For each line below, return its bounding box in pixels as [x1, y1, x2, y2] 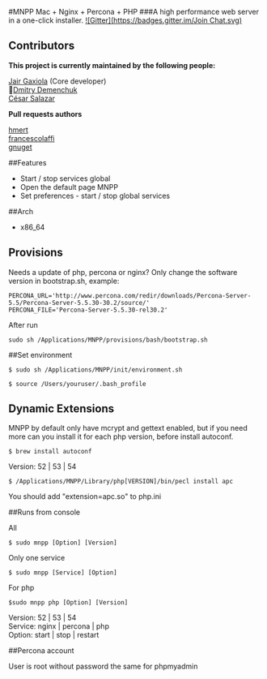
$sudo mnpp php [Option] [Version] [8, 599, 129, 607]
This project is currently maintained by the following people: [8, 60, 216, 70]
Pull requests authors [8, 109, 83, 118]
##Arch [8, 206, 34, 216]
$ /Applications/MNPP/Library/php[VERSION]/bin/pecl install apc [8, 478, 233, 486]
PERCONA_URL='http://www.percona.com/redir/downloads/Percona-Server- [8, 291, 252, 299]
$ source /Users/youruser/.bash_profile [8, 380, 147, 388]
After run [8, 320, 38, 329]
